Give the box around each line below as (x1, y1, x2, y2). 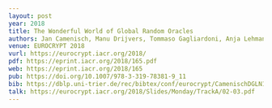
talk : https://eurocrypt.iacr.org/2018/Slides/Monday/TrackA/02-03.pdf (8, 87, 255, 96)
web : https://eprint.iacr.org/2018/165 (8, 65, 143, 73)
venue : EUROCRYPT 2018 (8, 42, 85, 50)
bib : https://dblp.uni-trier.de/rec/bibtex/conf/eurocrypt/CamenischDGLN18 (8, 80, 270, 88)
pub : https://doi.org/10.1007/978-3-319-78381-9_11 (8, 72, 186, 80)
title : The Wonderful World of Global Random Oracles (8, 27, 194, 35)
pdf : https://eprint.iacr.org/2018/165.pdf (8, 58, 158, 66)
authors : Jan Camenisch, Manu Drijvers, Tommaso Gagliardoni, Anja (8, 34, 241, 43)
